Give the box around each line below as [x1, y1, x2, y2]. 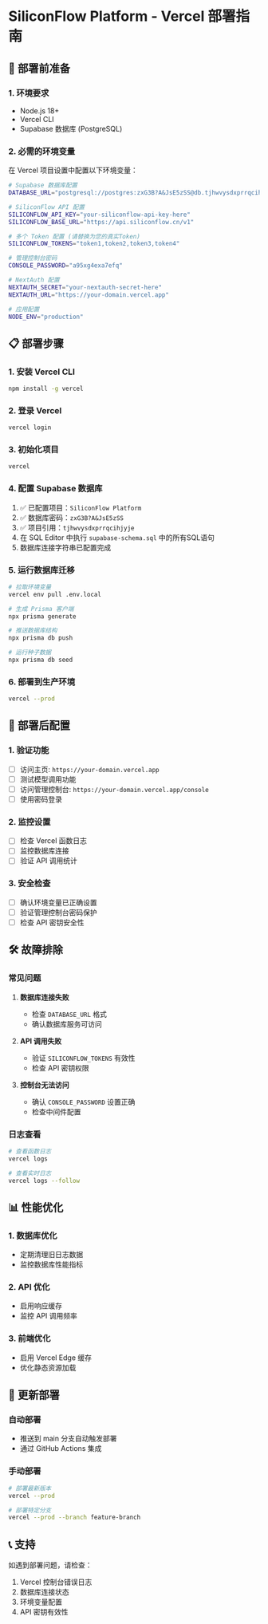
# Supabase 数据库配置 [8, 181, 78, 190]
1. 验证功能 [8, 745, 49, 756]
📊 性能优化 [8, 1200, 64, 1214]
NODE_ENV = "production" [8, 313, 84, 321]
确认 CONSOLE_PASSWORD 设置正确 [31, 1097, 136, 1106]
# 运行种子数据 [8, 648, 52, 656]
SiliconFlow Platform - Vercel [8, 7, 205, 26]
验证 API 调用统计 [19, 856, 78, 865]
